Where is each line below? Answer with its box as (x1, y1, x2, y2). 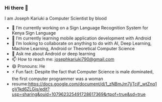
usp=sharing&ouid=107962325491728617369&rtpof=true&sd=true (11, 91, 146, 97)
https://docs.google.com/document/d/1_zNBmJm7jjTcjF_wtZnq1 (28, 81, 157, 87)
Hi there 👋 (4, 4, 29, 11)
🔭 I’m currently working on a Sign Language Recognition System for (11, 25, 148, 31)
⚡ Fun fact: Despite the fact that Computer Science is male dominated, (11, 69, 154, 75)
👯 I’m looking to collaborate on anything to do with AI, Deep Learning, (11, 41, 152, 46)
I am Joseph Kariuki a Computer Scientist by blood (4, 16, 107, 21)
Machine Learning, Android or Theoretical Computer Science (11, 46, 135, 52)
